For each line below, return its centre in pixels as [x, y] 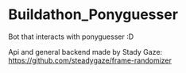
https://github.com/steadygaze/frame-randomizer [90, 60]
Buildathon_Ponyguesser [93, 15]
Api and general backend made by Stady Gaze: [85, 52]
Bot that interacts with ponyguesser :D [71, 36]
